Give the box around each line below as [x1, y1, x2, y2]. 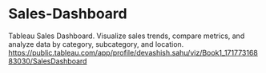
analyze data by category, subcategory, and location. [8, 39, 184, 48]
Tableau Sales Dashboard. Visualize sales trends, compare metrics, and [8, 31, 245, 40]
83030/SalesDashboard [8, 56, 87, 66]
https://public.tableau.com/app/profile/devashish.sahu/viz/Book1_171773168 [8, 48, 259, 57]
